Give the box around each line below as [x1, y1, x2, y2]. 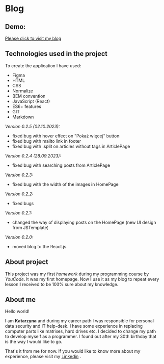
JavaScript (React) [12, 98, 50, 104]
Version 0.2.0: [5, 234, 33, 240]
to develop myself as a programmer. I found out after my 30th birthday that [5, 334, 157, 339]
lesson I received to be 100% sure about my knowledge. [5, 281, 119, 287]
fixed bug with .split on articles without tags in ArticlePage [12, 143, 130, 149]
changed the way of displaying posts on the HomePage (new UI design [12, 219, 156, 225]
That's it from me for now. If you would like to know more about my [5, 348, 141, 354]
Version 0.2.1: [5, 209, 32, 216]
